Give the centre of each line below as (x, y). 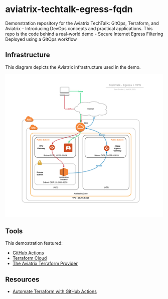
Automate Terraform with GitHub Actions (54, 291)
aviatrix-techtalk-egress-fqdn (69, 9)
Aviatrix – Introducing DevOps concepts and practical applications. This (79, 28)
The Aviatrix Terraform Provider (45, 264)
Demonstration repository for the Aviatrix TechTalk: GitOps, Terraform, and (82, 23)
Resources (22, 279)
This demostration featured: (34, 243)
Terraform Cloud (30, 258)
